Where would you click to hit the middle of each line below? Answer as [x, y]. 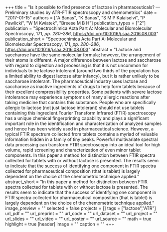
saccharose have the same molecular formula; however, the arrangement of [83, 55]
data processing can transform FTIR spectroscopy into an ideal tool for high [83, 145]
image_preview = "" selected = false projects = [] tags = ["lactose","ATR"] [81, 208]
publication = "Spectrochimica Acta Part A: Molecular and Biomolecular [79, 28]
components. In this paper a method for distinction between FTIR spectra [80, 155]
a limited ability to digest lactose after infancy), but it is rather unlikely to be [82, 76]
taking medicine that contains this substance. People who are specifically [81, 102]
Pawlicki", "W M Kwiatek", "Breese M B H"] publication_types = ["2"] [76, 23]
